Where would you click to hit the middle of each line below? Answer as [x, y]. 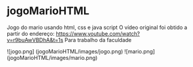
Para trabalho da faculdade [98, 40]
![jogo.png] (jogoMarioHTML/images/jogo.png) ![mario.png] [81, 51]
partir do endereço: [31, 33]
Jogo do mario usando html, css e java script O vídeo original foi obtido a [97, 27]
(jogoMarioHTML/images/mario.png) [52, 58]
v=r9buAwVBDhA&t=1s [35, 40]
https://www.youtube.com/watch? [98, 33]
